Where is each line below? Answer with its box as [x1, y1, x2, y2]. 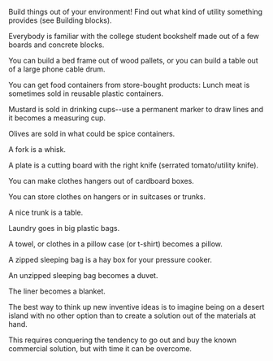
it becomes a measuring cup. [8, 113, 106, 123]
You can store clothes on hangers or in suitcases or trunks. [8, 192, 206, 202]
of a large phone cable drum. [8, 64, 106, 74]
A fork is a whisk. [8, 145, 67, 154]
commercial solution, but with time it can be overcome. [8, 344, 193, 353]
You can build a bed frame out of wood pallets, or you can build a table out [8, 56, 258, 65]
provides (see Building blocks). [8, 15, 112, 25]
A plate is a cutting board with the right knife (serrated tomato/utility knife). [8, 160, 258, 170]
